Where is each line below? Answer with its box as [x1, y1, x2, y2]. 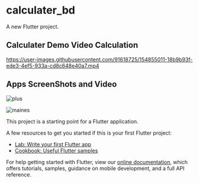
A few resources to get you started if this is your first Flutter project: [6, 129, 172, 136]
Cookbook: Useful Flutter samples [14, 147, 98, 154]
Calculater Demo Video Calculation [6, 40, 138, 50]
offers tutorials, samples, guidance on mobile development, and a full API [6, 165, 185, 172]
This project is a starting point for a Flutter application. [6, 117, 139, 125]
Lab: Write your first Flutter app [14, 140, 92, 148]
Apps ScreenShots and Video [6, 79, 117, 89]
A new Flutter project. [6, 23, 59, 30]
